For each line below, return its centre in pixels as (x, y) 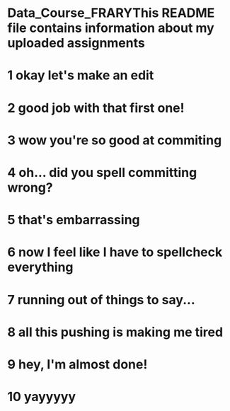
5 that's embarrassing (74, 220)
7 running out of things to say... (102, 300)
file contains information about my (111, 28)
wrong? (30, 187)
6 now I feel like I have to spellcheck (115, 252)
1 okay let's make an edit (81, 75)
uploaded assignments (76, 43)
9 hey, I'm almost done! (77, 364)
